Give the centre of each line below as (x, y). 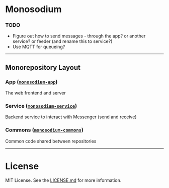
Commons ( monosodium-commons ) (45, 130)
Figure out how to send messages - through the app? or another (79, 36)
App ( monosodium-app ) (31, 82)
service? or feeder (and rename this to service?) (62, 41)
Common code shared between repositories (51, 141)
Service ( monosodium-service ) (41, 106)
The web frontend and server (36, 93)
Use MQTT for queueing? (39, 47)
